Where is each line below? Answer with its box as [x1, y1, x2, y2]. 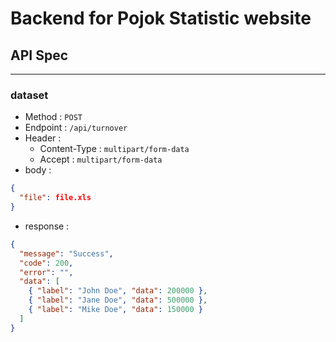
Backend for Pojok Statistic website [10, 7, 312, 30]
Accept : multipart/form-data [39, 153, 163, 166]
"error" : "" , [19, 267, 74, 277]
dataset [10, 88, 49, 102]
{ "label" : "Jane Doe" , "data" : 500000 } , [28, 295, 208, 306]
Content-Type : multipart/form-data [39, 143, 190, 155]
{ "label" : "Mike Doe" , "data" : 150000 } [28, 305, 203, 315]
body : [24, 164, 52, 176]
